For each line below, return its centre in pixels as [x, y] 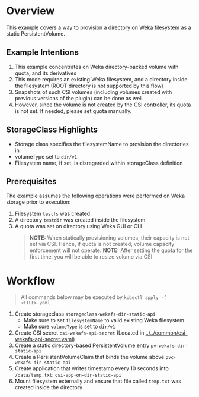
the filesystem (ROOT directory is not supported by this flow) [89, 86]
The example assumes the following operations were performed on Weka [96, 196]
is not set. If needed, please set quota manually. [73, 111]
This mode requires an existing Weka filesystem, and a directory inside [101, 79]
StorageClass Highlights [52, 130]
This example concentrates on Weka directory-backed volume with [97, 67]
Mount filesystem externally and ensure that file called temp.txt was [98, 381]
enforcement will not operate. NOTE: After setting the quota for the [111, 250]
